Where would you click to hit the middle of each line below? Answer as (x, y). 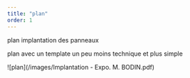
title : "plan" (28, 14)
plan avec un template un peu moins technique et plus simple (95, 54)
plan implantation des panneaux (53, 40)
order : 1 (20, 20)
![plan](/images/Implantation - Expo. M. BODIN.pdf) (81, 67)
